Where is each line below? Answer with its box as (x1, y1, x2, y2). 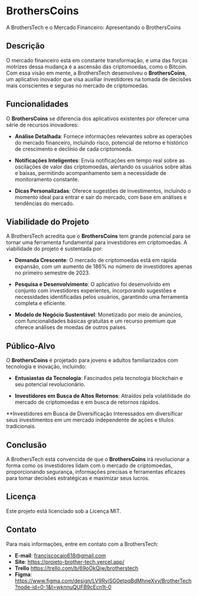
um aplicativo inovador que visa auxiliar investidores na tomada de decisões (6, 75, 192, 82)
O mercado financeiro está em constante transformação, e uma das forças (6, 56, 188, 63)
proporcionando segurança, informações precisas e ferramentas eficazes (6, 468, 186, 475)
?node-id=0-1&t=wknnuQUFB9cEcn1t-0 (14, 583, 112, 591)
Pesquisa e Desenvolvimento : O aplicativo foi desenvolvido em (14, 281, 170, 288)
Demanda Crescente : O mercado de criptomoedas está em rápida (14, 257, 177, 264)
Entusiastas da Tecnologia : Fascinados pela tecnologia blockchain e (14, 375, 183, 382)
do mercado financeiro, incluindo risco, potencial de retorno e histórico (14, 139, 188, 146)
